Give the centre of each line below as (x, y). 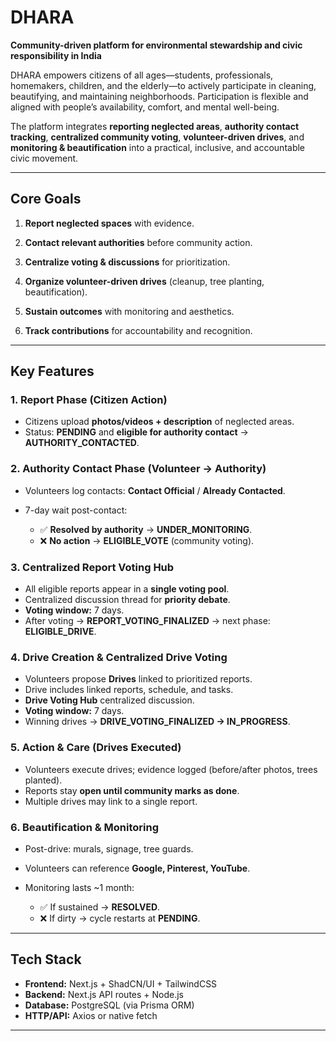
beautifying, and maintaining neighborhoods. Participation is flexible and (159, 96)
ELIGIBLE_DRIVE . (60, 632)
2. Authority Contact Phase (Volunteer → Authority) (138, 469)
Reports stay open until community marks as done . (132, 790)
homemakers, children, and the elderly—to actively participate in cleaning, (163, 85)
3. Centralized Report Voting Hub (92, 567)
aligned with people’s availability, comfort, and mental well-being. (145, 107)
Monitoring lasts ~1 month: (79, 887)
